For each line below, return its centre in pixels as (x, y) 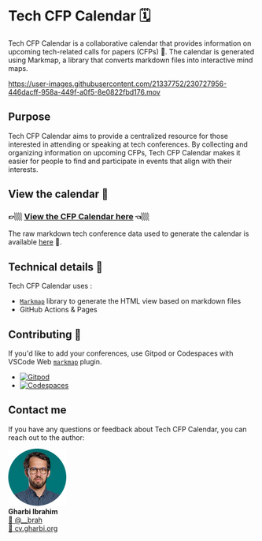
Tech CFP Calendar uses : (50, 286)
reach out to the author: (46, 437)
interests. (23, 169)
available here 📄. (35, 242)
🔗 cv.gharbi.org (33, 528)
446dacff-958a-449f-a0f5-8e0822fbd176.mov (85, 91)
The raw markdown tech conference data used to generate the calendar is (129, 233)
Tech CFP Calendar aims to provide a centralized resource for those (118, 136)
